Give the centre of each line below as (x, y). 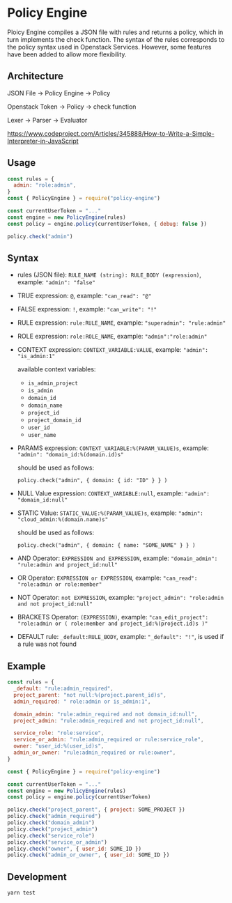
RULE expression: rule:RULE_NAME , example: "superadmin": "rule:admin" (122, 323)
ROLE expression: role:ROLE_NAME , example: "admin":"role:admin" (112, 337)
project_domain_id (54, 420)
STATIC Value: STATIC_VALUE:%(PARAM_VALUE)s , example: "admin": (110, 513)
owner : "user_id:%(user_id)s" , (59, 746)
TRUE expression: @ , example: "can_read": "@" (84, 296)
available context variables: (56, 369)
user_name (42, 435)
